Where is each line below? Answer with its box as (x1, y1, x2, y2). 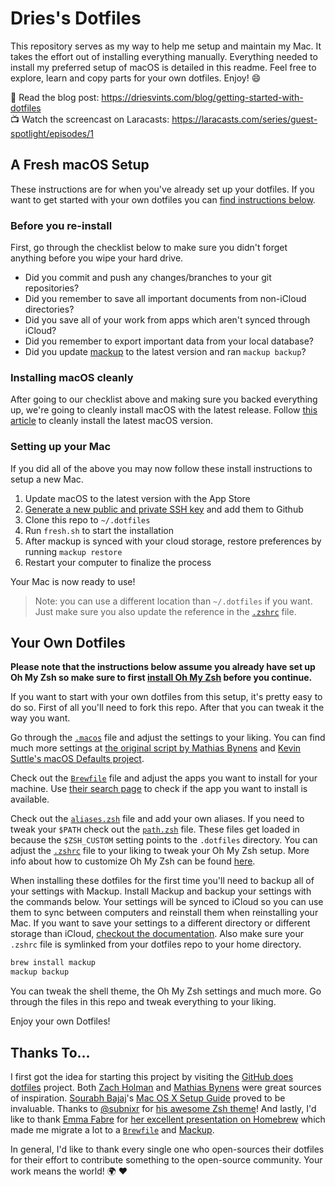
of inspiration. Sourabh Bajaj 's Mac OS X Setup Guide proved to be (10, 1092, 286, 1104)
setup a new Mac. (10, 473, 84, 485)
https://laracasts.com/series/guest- (171, 113, 318, 125)
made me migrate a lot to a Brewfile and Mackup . (10, 1124, 215, 1136)
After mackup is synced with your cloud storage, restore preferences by (24, 535, 322, 547)
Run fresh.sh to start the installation (24, 524, 174, 536)
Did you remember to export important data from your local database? (24, 335, 314, 347)
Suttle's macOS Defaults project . (10, 753, 145, 765)
